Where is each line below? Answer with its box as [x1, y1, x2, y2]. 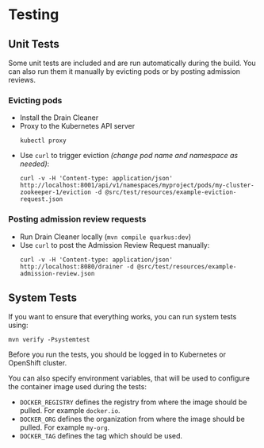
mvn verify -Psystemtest [8, 336, 90, 344]
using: [8, 320, 29, 330]
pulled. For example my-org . [19, 423, 110, 432]
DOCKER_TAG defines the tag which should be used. [19, 431, 183, 441]
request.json [19, 195, 63, 203]
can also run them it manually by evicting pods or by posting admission [8, 67, 240, 76]
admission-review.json [19, 269, 95, 277]
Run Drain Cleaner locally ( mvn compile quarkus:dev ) [19, 232, 192, 241]
